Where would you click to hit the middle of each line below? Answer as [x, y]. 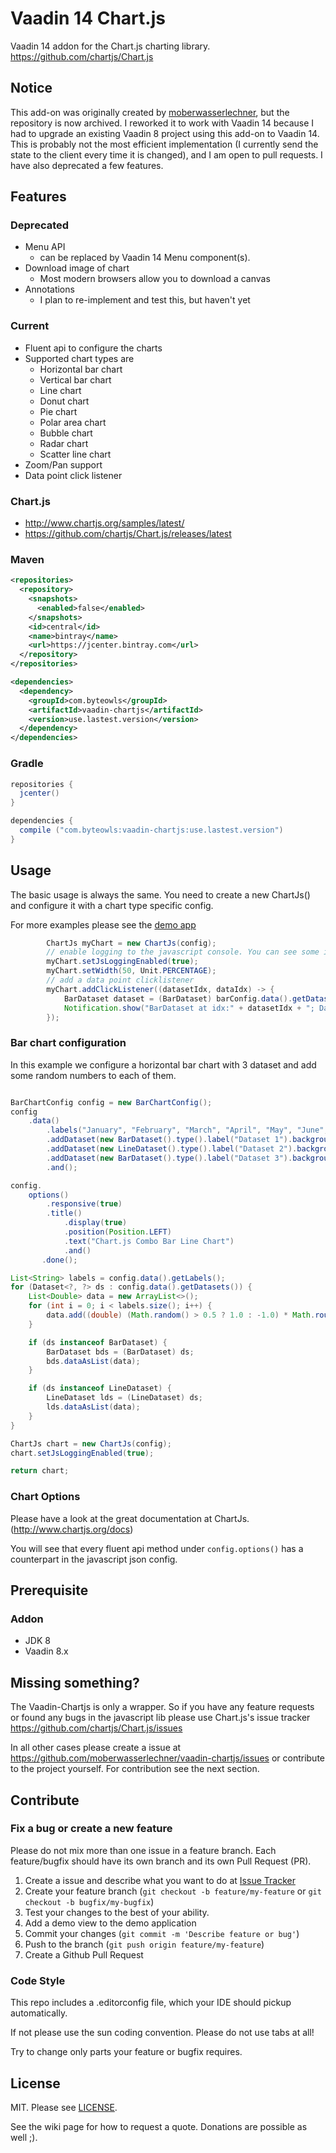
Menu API [45, 247]
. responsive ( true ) [84, 1204]
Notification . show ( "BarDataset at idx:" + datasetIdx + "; [189, 1008]
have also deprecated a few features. [87, 165]
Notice [31, 88]
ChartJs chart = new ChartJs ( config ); [91, 1443]
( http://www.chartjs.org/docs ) [72, 1529]
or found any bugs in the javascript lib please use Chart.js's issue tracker [160, 1718]
